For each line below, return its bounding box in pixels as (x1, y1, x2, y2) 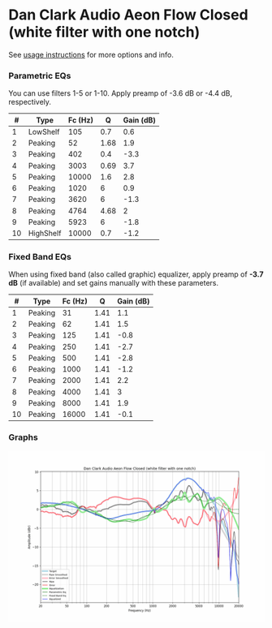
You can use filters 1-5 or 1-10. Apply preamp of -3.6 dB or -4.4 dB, (8, 88, 233, 98)
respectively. (8, 97, 51, 107)
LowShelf (28, 127, 60, 136)
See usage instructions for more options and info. (8, 49, 175, 59)
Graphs (8, 432, 38, 443)
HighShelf (28, 229, 62, 239)
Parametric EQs (8, 70, 71, 81)
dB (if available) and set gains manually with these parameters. (8, 278, 219, 288)
